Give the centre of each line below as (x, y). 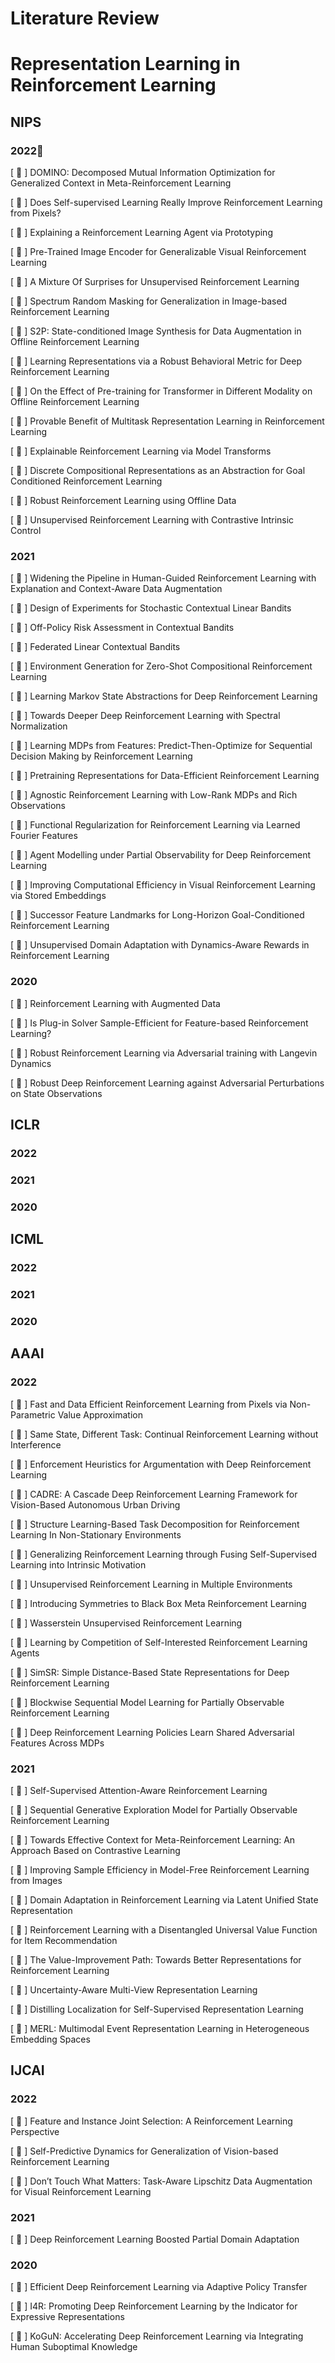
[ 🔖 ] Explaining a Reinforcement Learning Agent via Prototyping (141, 233)
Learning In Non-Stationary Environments (96, 1534)
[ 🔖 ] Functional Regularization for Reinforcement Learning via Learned (155, 825)
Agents (25, 1653)
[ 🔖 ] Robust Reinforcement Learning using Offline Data (123, 501)
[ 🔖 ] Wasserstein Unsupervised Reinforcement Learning (126, 1623)
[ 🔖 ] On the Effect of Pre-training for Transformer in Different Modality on (161, 391)
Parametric (33, 1414)
